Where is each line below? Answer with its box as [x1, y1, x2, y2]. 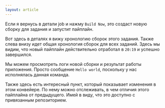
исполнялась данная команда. [5, 71, 70, 77]
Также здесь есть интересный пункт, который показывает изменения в [5, 81, 157, 87]
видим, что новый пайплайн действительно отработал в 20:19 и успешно [5, 46, 160, 52]
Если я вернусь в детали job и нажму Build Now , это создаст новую [5, 21, 147, 27]
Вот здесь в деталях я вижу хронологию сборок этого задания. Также [5, 36, 154, 42]
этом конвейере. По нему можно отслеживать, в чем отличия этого [5, 86, 150, 92]
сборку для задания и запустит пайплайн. [5, 26, 94, 32]
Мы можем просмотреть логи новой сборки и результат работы [5, 61, 142, 67]
